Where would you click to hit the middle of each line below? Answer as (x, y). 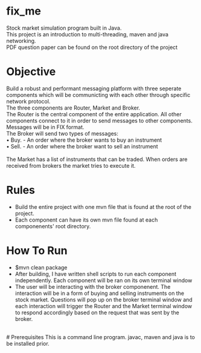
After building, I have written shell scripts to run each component (96, 274)
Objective (31, 72)
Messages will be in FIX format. (45, 127)
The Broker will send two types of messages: (62, 133)
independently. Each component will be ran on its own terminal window (104, 280)
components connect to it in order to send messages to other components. (100, 120)
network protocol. (28, 101)
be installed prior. (28, 343)
